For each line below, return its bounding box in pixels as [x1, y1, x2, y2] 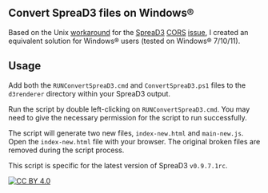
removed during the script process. [8, 145, 125, 155]
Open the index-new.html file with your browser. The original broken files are [8, 136, 261, 146]
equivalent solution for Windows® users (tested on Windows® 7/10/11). [8, 36, 241, 45]
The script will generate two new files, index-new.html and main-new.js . [8, 128, 244, 138]
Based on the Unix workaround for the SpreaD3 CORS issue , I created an [8, 27, 249, 37]
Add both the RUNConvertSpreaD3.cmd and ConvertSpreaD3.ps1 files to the [8, 80, 246, 90]
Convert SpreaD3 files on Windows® [8, 6, 194, 20]
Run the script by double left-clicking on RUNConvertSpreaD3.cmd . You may [8, 104, 250, 114]
